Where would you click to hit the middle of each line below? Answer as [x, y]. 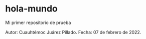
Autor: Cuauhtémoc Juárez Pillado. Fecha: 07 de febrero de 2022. [73, 32]
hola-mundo [31, 9]
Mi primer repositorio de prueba [38, 22]
